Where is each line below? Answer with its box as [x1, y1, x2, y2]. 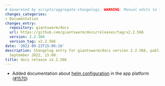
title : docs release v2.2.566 [5, 57, 67, 62]
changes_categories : [5, 12, 48, 17]
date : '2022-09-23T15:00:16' [5, 43, 65, 48]
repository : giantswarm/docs [9, 25, 69, 30]
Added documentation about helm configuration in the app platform [12, 70, 149, 76]
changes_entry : [5, 21, 36, 26]
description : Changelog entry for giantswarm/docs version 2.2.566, [5, 48, 148, 53]
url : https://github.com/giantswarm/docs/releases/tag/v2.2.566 [9, 30, 144, 35]
